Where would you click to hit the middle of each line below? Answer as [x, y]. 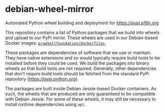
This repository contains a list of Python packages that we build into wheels [82, 32]
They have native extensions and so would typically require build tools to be [82, 57]
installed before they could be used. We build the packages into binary [77, 63]
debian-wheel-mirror [50, 9]
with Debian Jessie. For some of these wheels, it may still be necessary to [81, 99]
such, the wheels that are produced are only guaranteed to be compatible [80, 94]
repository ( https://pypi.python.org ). [42, 79]
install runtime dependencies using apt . [45, 104]
